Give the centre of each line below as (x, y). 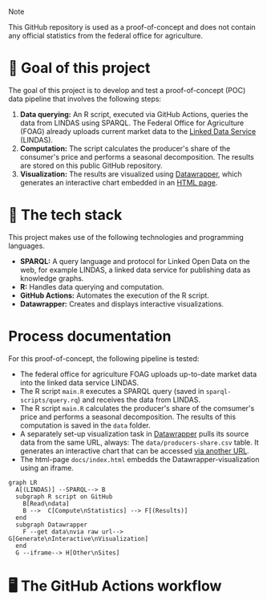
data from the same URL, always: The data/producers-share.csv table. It (139, 442)
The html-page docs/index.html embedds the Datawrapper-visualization (140, 459)
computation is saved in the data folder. (85, 425)
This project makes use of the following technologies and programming (126, 237)
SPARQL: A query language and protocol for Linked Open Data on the (135, 261)
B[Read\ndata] (46, 504)
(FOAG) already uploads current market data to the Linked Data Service (138, 131)
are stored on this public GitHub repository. (91, 165)
